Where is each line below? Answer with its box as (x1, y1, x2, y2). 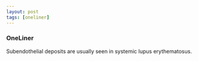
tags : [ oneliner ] (6, 14, 50, 20)
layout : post (6, 8, 39, 15)
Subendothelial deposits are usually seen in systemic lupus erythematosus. (6, 47, 192, 54)
